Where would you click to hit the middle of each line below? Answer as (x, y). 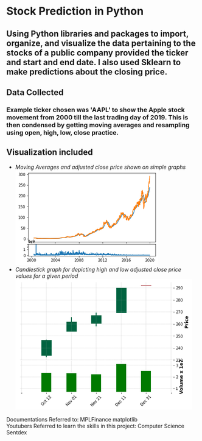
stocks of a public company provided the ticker (97, 53)
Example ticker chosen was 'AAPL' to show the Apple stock (96, 110)
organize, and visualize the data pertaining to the (101, 43)
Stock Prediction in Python (75, 11)
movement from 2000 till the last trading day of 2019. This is (97, 117)
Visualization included (50, 153)
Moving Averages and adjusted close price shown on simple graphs (100, 167)
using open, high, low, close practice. (63, 132)
